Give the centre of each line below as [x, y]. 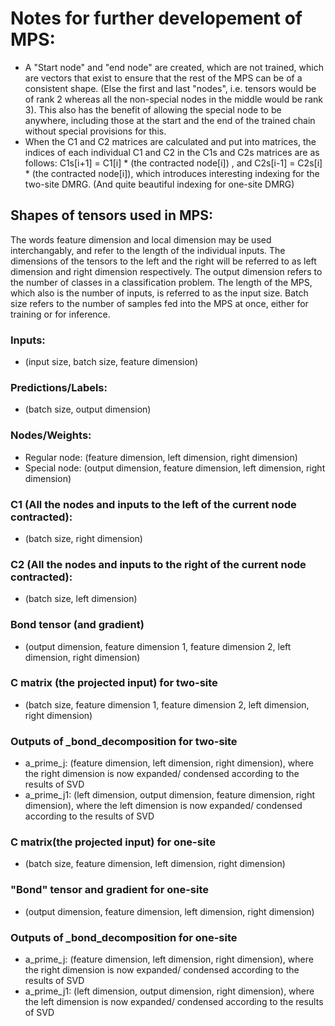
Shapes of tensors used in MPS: [111, 215]
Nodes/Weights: [51, 435]
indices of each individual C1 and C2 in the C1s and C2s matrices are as [172, 152]
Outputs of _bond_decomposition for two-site [124, 741]
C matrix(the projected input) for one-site [113, 842]
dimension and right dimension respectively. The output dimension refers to [166, 271]
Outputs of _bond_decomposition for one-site [124, 937]
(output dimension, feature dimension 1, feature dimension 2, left [158, 646]
